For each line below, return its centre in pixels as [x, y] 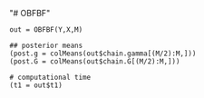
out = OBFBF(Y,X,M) [46, 30]
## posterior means [46, 45]
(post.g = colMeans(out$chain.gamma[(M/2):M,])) [103, 54]
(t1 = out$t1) [36, 85]
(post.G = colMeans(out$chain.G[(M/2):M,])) [95, 62]
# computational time [50, 77]
